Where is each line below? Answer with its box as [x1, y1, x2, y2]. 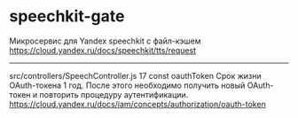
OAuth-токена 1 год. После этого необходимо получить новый [9, 80, 246, 90]
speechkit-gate [9, 6, 125, 27]
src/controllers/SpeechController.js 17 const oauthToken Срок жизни [9, 70, 262, 81]
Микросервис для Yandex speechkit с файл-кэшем [9, 35, 201, 46]
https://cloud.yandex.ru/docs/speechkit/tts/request [9, 44, 197, 55]
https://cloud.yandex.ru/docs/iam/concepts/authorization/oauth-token [9, 98, 266, 109]
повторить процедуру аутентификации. [39, 89, 189, 99]
